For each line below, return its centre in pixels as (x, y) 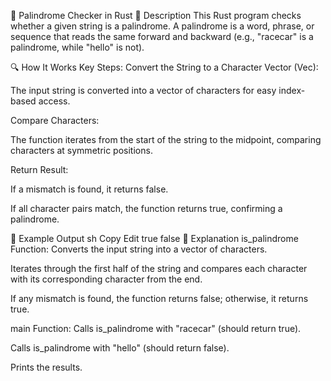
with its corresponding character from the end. (106, 279)
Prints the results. (46, 367)
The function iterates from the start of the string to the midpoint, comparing (166, 139)
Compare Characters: (55, 120)
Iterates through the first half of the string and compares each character (159, 268)
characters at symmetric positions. (81, 150)
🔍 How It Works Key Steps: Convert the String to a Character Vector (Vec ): (164, 67)
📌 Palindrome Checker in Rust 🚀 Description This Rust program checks (156, 15)
